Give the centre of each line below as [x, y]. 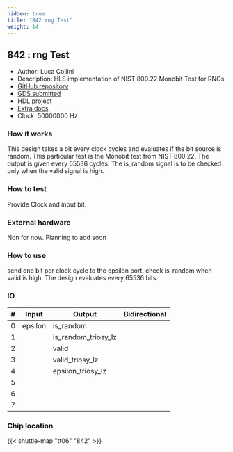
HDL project [34, 101]
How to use [27, 256]
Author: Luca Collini [46, 72]
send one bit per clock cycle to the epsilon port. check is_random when [110, 271]
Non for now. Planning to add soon [57, 238]
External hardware [39, 222]
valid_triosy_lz [75, 360]
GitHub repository [43, 86]
